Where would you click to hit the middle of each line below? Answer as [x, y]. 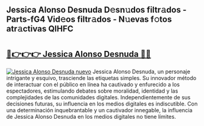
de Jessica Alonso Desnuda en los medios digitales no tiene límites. [91, 117]
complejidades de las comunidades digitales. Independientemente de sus [98, 97]
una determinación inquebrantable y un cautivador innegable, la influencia [100, 110]
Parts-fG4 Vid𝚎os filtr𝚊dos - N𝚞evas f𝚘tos [89, 20]
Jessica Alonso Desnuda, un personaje [141, 71]
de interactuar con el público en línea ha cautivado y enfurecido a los [93, 85]
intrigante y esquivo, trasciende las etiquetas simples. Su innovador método [101, 78]
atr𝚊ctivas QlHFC [40, 29]
